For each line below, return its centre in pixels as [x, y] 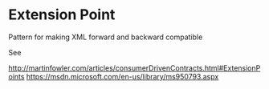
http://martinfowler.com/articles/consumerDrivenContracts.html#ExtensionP [134, 68]
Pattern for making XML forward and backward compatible [106, 37]
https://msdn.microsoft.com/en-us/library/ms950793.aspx [122, 76]
